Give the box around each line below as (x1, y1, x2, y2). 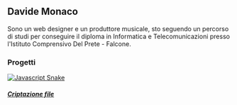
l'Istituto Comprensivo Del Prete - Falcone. (7, 39, 131, 48)
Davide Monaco (7, 6, 78, 18)
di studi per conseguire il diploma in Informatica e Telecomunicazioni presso (7, 32, 231, 40)
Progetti (7, 57, 36, 67)
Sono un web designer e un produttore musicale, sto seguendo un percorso (7, 24, 229, 33)
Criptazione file (7, 89, 55, 98)
